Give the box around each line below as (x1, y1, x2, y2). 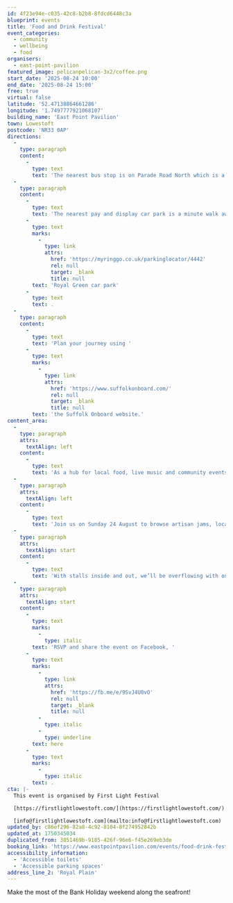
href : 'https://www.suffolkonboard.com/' (51, 385, 172, 392)
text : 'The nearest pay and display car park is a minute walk (32, 211, 218, 218)
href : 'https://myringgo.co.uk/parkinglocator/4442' (51, 256, 207, 263)
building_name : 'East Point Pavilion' (7, 113, 119, 120)
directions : (7, 133, 42, 140)
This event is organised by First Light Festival (13, 792, 159, 799)
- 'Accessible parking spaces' (13, 863, 104, 870)
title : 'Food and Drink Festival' (7, 23, 107, 30)
